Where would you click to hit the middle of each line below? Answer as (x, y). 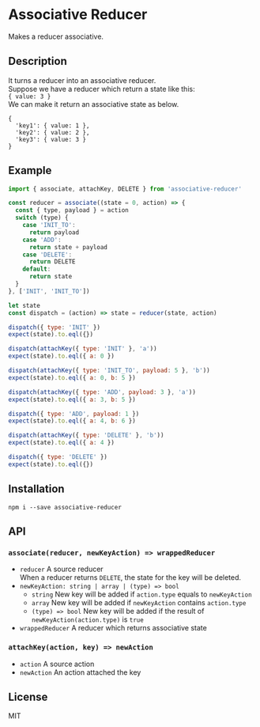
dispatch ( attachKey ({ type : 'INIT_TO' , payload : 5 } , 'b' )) (109, 371)
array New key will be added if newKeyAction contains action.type (139, 603)
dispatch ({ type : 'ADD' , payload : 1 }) (74, 414)
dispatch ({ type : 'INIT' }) (55, 327)
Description (38, 61)
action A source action (57, 664)
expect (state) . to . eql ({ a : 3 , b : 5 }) (72, 399)
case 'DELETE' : (47, 255)
